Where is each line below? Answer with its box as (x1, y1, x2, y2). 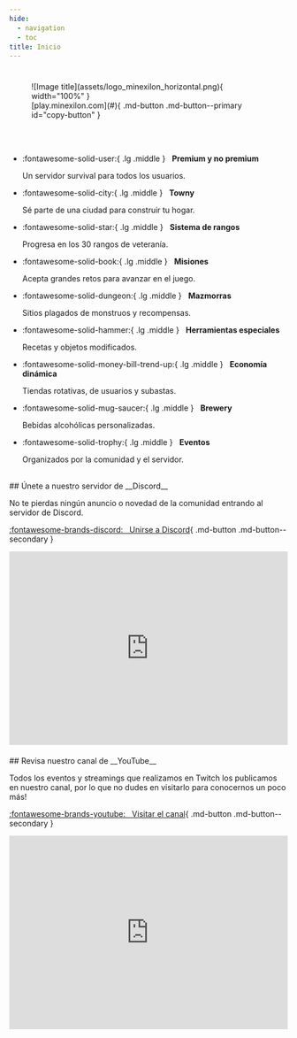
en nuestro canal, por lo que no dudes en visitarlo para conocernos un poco (9, 782, 286, 793)
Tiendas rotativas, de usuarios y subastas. (21, 386, 177, 396)
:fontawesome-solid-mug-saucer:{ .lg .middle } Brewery (21, 403, 232, 413)
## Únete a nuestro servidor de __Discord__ (9, 481, 168, 491)
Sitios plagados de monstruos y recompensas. (21, 308, 192, 319)
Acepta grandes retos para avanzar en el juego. (21, 273, 196, 284)
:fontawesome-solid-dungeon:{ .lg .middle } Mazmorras (21, 290, 232, 301)
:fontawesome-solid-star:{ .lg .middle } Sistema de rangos (21, 222, 240, 233)
